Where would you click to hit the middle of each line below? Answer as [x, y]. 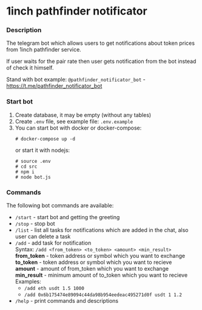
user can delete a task [43, 237]
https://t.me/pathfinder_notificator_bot [54, 86]
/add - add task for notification [53, 243]
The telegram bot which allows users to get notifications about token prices [101, 43]
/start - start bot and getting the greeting [67, 217]
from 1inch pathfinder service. [44, 50]
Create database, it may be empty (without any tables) [83, 115]
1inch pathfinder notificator [77, 11]
